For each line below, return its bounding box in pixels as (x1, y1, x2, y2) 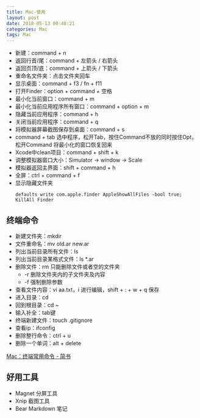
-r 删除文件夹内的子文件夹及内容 (24, 271, 105, 278)
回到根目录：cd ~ (15, 301, 59, 308)
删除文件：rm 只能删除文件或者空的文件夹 (15, 263, 120, 270)
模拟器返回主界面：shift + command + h (15, 164, 116, 171)
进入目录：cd (15, 293, 49, 300)
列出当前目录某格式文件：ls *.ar (15, 255, 94, 263)
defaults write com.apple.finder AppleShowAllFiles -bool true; (15, 192, 182, 198)
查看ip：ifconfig (15, 324, 55, 331)
